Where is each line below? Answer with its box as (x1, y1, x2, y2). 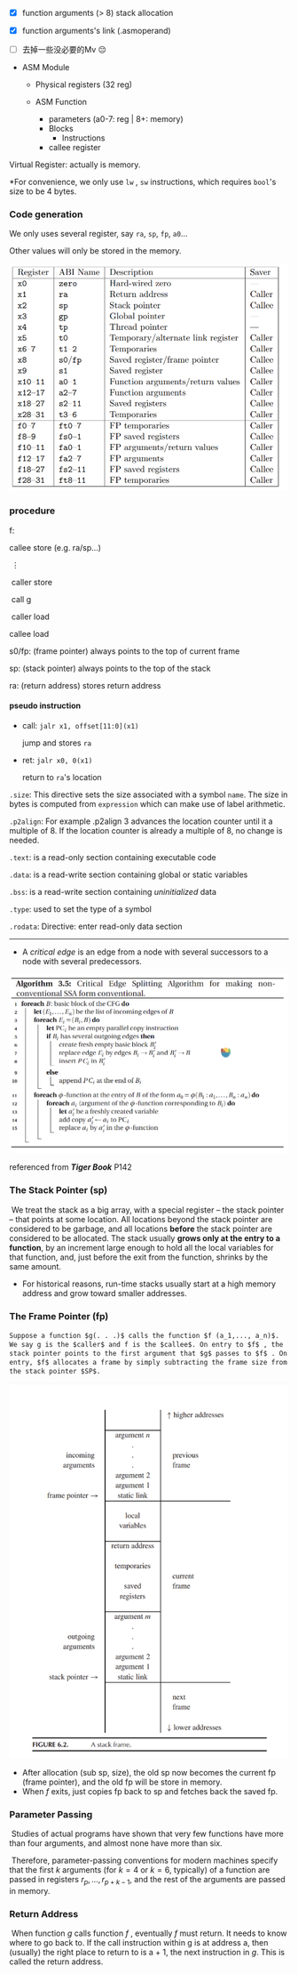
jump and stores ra (21, 737, 91, 748)
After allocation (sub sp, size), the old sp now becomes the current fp (21, 1767, 277, 1777)
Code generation (9, 208, 83, 221)
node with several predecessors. (21, 956, 142, 967)
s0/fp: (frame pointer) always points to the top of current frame (9, 645, 240, 657)
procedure (9, 504, 56, 517)
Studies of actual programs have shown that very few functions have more (11, 1828, 284, 1839)
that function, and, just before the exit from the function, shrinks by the (9, 1252, 269, 1262)
